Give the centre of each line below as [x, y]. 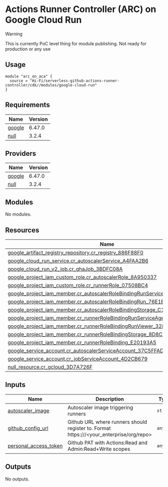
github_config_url [28, 428]
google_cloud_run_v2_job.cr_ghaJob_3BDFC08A [65, 269]
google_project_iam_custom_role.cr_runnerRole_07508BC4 [78, 285]
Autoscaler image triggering [100, 407]
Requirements [27, 105]
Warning [14, 34]
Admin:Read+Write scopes [99, 449]
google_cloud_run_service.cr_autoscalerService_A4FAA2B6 [78, 261]
